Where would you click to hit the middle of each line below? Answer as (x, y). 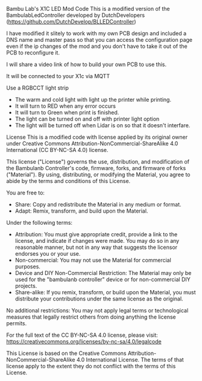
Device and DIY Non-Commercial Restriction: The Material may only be (103, 273)
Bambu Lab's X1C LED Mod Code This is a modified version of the (88, 9)
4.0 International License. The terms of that (130, 359)
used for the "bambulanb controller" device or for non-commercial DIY (103, 279)
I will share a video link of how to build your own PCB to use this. (87, 64)
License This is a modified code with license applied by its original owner (97, 137)
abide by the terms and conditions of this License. (68, 181)
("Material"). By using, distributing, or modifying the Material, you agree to (98, 174)
